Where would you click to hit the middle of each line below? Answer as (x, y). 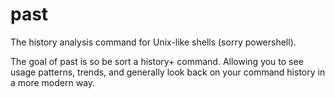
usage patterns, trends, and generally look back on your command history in (168, 72)
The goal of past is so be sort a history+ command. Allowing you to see (157, 61)
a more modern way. (53, 82)
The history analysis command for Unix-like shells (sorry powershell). (153, 42)
